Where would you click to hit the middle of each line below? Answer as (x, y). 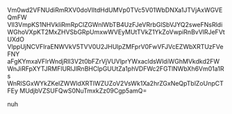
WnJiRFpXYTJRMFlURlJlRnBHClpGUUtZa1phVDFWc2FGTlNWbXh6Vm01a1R (116, 69)
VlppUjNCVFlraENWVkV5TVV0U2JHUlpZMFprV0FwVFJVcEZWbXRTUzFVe (115, 47)
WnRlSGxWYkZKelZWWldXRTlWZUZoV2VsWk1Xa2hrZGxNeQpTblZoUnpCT (116, 83)
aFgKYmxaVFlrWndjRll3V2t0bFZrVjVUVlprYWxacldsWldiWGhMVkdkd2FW (114, 61)
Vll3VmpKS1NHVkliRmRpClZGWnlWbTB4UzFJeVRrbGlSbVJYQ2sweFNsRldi (115, 25)
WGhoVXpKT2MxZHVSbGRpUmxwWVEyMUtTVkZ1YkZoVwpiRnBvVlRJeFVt (116, 32)
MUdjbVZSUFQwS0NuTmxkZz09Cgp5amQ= (83, 91)
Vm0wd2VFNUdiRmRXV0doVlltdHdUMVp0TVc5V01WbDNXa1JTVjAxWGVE (115, 10)
